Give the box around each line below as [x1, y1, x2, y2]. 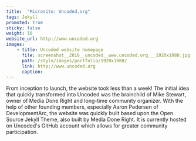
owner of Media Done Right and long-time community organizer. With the [6, 98, 184, 105]
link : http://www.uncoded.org [21, 63, 96, 69]
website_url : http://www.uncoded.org [6, 36, 99, 42]
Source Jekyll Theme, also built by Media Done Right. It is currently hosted [6, 116, 187, 123]
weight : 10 [6, 31, 33, 36]
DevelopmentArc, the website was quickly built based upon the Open [6, 110, 174, 117]
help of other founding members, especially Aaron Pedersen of [6, 103, 158, 110]
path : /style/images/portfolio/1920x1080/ [21, 58, 127, 63]
